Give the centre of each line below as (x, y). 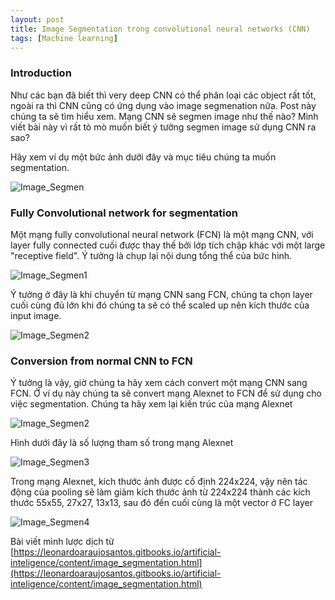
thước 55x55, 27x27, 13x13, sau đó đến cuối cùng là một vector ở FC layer (161, 503)
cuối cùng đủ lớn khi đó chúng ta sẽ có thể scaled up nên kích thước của (160, 305)
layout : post (37, 19)
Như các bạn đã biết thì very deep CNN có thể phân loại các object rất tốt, (163, 95)
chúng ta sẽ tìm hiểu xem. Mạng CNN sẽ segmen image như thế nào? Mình (164, 116)
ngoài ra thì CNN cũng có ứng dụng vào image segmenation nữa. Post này (163, 105)
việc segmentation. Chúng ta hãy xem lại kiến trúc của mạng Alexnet (151, 404)
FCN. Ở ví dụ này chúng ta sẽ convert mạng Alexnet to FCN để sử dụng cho (166, 393)
